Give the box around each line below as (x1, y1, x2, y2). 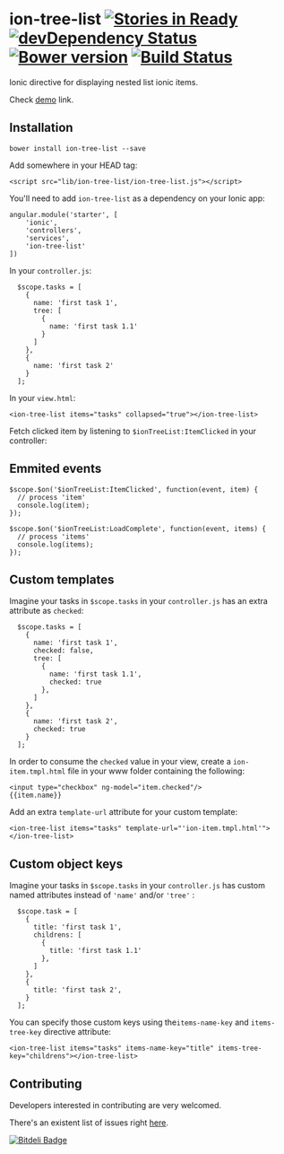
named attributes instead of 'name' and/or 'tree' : (9, 889, 195, 901)
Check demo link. (9, 94, 74, 105)
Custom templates (9, 572, 115, 587)
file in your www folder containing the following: (67, 765, 245, 776)
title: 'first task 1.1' (48, 947, 142, 956)
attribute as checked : (9, 606, 84, 616)
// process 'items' (17, 532, 90, 541)
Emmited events (9, 461, 102, 476)
